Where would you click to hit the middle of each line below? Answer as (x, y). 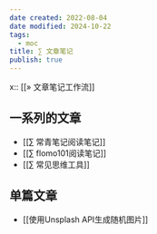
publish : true (36, 60)
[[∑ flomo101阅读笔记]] (64, 153)
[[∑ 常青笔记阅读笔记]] (64, 141)
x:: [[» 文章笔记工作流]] (52, 87)
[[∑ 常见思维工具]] (56, 164)
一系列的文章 (45, 118)
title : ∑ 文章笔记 (42, 52)
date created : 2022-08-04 (58, 18)
